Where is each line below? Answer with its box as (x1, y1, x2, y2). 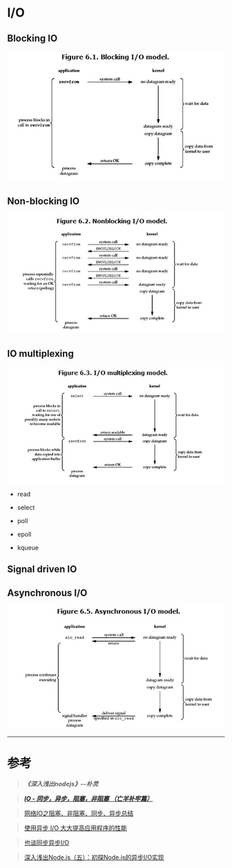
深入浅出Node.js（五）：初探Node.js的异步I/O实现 (23, 853, 164, 861)
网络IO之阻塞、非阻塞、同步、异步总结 (23, 809, 134, 817)
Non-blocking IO (7, 195, 80, 207)
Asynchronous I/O (7, 587, 88, 598)
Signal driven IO (7, 563, 77, 575)
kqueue (17, 543, 39, 551)
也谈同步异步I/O (23, 838, 70, 847)
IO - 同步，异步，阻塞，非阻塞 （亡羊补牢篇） (23, 794, 153, 802)
